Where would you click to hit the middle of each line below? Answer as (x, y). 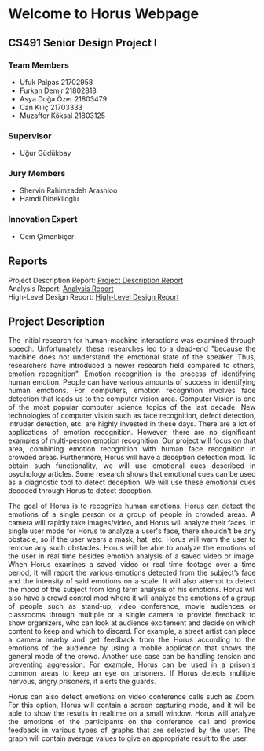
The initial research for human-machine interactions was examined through (132, 341)
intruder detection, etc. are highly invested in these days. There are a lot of (132, 424)
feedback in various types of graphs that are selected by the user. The (132, 730)
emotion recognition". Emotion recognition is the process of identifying (132, 374)
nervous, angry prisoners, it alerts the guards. (82, 682)
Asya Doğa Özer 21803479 (63, 98)
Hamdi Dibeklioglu (49, 199)
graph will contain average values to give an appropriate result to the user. (128, 738)
